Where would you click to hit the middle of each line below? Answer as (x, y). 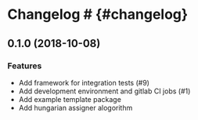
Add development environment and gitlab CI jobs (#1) (104, 91)
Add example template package (70, 99)
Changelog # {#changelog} (98, 15)
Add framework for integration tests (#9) (84, 82)
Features (25, 66)
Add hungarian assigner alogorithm (76, 107)
